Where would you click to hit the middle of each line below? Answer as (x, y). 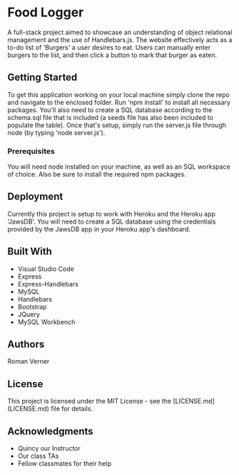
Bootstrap (32, 306)
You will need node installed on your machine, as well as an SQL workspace (119, 167)
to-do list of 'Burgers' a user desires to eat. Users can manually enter (109, 47)
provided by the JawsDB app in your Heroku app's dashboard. (99, 229)
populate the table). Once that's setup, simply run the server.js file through (117, 125)
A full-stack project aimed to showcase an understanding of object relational (120, 32)
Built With (30, 252)
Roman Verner (29, 361)
